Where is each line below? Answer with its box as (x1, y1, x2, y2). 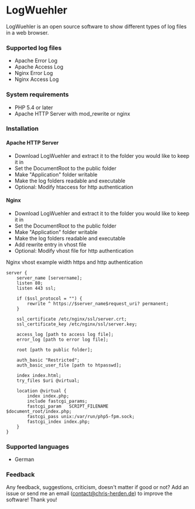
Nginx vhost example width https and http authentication (6, 259, 143, 266)
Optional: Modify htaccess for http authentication (14, 183, 134, 191)
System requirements (6, 90, 69, 99)
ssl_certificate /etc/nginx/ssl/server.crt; (16, 316, 127, 322)
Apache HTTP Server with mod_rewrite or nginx (14, 110, 131, 117)
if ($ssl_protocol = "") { (16, 296, 83, 301)
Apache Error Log (14, 57, 57, 65)
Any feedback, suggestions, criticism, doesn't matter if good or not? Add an (6, 484, 189, 491)
